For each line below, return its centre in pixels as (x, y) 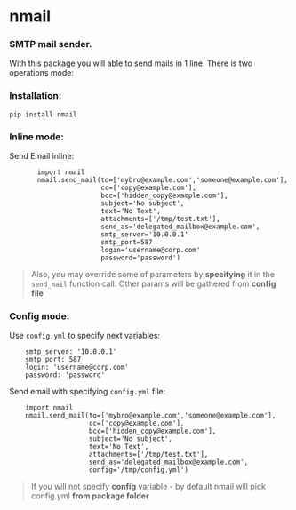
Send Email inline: (42, 156)
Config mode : (40, 316)
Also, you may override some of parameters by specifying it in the (153, 275)
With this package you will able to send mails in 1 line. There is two (131, 63)
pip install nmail (43, 114)
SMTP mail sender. (51, 44)
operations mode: (41, 73)
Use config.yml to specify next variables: (85, 336)
